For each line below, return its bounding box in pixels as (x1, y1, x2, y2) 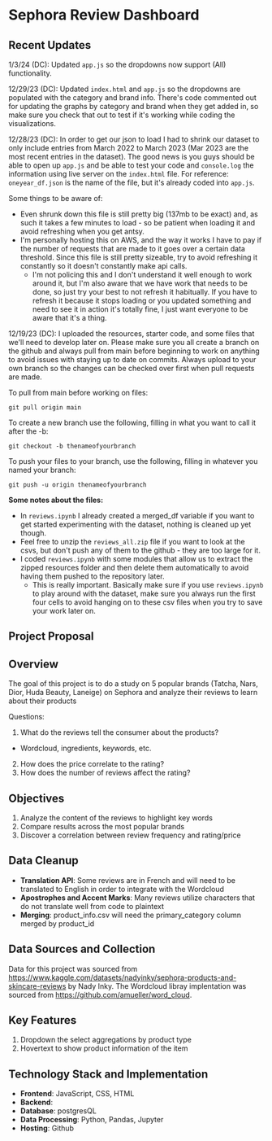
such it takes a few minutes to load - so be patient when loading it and (19, 218, 256, 227)
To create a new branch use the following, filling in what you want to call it (8, 417, 257, 427)
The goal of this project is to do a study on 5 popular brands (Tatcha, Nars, (8, 679, 258, 689)
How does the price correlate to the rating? (19, 759, 165, 769)
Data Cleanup (8, 854, 79, 868)
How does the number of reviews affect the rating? (19, 767, 191, 778)
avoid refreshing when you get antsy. (19, 226, 145, 236)
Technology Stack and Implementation (8, 1067, 209, 1081)
